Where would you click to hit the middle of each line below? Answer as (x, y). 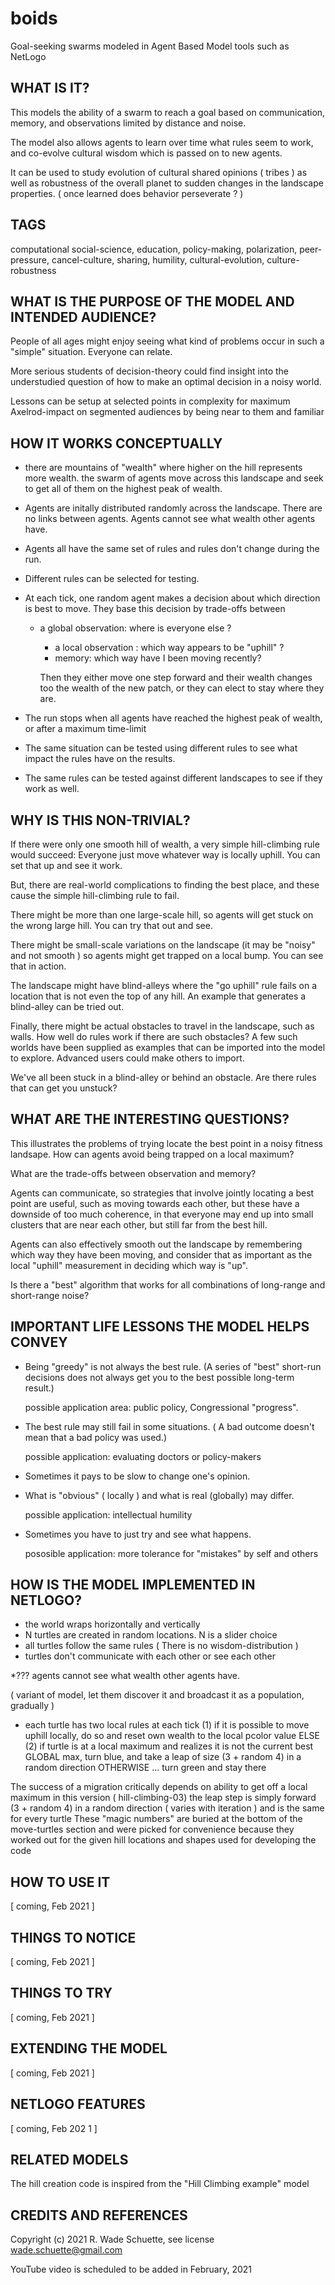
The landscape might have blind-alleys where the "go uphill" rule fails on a (164, 985)
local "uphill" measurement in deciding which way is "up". (129, 1265)
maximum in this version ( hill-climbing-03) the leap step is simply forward (163, 1798)
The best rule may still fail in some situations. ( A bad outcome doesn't (169, 1426)
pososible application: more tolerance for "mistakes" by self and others (171, 1553)
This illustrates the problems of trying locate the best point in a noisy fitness (166, 1143)
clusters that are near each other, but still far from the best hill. (139, 1224)
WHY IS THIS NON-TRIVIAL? (100, 820)
